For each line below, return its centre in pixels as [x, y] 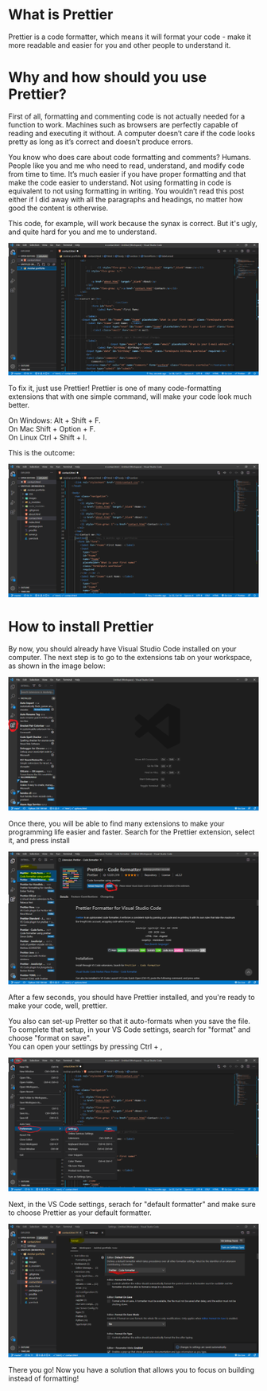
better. [19, 405]
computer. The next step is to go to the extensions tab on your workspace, [130, 657]
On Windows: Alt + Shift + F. [54, 420]
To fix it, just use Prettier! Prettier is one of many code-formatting [115, 389]
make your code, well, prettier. [58, 1006]
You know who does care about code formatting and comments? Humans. [130, 157]
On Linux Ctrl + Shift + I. [48, 438]
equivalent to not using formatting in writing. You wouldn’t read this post [126, 191]
